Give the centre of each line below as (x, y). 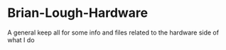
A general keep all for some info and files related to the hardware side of (113, 32)
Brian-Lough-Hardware (78, 13)
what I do (21, 39)
